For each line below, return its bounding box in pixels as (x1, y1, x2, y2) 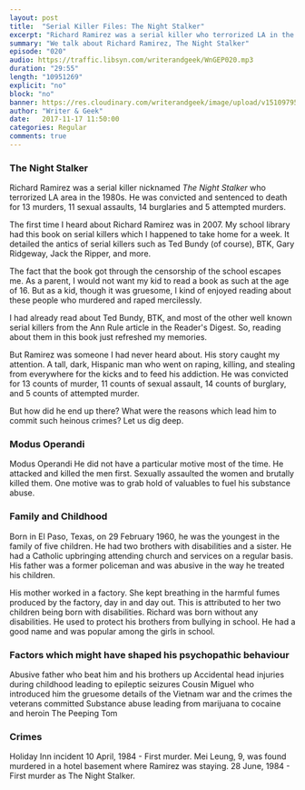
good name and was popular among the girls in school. (9, 625, 215, 636)
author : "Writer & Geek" (9, 106, 103, 115)
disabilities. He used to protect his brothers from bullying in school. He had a (9, 615, 296, 627)
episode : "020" (9, 47, 67, 56)
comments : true (9, 132, 67, 141)
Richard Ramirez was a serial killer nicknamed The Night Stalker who (9, 183, 266, 194)
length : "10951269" (9, 73, 84, 82)
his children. (9, 569, 56, 580)
